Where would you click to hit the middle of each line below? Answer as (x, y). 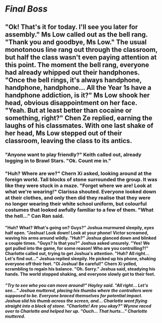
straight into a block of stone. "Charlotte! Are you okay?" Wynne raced (78, 306)
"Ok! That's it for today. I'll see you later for (72, 27)
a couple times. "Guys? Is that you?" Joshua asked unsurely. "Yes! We (77, 243)
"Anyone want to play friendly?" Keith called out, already (73, 154)
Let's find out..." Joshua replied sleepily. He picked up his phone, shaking (81, 259)
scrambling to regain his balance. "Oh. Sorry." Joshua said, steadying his (80, 269)
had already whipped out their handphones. (72, 72)
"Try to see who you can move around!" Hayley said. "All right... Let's (77, 285)
